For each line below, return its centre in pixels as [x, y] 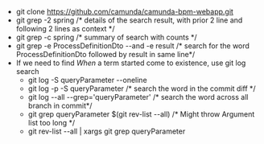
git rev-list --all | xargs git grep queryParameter [107, 131]
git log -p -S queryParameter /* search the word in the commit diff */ [142, 88]
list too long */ [52, 123]
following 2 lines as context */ [65, 29]
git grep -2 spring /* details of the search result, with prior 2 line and [129, 20]
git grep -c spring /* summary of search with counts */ [106, 37]
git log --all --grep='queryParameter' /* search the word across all [138, 97]
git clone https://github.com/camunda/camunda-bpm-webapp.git [124, 12]
